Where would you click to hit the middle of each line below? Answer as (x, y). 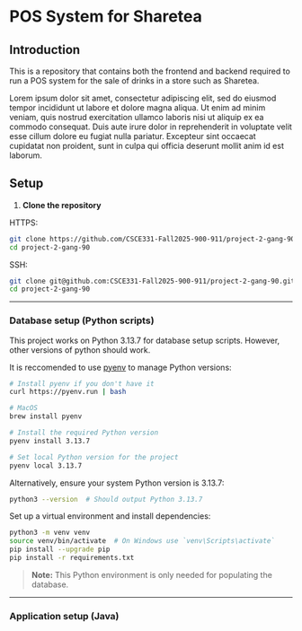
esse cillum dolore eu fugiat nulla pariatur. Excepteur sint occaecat (133, 136)
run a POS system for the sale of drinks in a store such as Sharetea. (134, 81)
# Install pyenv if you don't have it (82, 383)
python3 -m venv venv (50, 533)
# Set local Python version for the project (94, 457)
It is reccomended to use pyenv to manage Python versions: (120, 367)
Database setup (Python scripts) (82, 320)
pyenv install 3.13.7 (50, 441)
